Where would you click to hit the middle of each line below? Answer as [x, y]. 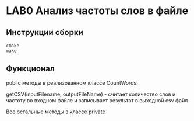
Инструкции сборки [45, 32]
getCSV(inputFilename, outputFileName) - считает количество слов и [91, 94]
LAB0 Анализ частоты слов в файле [97, 11]
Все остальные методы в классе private [56, 112]
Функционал [31, 69]
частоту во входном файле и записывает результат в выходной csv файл [97, 100]
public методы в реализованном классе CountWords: [72, 82]
